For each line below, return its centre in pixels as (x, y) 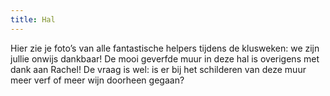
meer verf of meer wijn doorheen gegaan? (97, 80)
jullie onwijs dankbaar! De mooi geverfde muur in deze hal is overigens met (165, 58)
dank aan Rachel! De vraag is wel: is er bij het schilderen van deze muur (158, 69)
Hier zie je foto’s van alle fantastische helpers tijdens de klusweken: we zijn (165, 48)
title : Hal (33, 19)
